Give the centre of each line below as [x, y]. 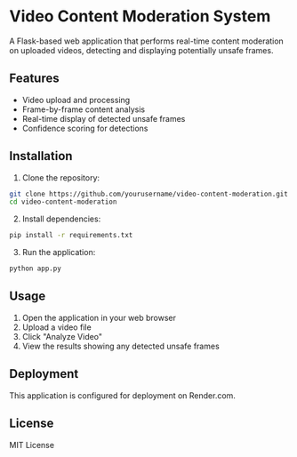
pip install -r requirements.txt [71, 236]
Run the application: [59, 253]
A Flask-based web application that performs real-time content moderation [147, 41]
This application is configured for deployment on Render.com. [122, 395]
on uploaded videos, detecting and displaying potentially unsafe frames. [141, 50]
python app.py [36, 269]
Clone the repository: [61, 177]
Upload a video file [56, 327]
